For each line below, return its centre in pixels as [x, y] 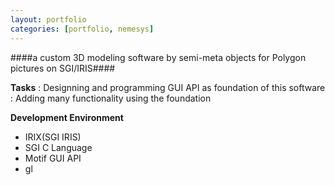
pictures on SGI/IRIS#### [63, 68]
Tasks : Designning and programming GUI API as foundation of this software [168, 87]
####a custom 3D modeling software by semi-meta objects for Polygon [158, 57]
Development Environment [67, 117]
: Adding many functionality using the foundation [111, 98]
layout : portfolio [48, 19]
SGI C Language [58, 147]
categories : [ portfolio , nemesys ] [82, 29]
